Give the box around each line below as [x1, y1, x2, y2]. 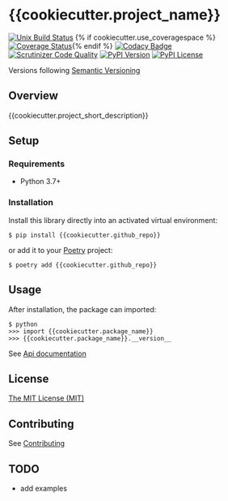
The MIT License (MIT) [8, 393, 85, 403]
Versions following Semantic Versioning [8, 65, 141, 75]
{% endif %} [71, 41, 113, 50]
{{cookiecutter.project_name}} [8, 6, 221, 24]
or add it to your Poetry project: [8, 245, 113, 255]
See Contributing [8, 439, 65, 448]
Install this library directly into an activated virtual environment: [8, 215, 218, 225]
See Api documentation [8, 349, 87, 358]
